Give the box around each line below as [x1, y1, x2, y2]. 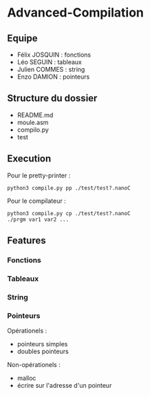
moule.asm [17, 118, 49, 126]
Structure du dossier [7, 92, 98, 104]
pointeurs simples [17, 340, 68, 348]
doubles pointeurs [17, 347, 69, 356]
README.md [17, 110, 54, 119]
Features [7, 235, 46, 246]
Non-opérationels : [7, 361, 61, 369]
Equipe [7, 32, 38, 44]
